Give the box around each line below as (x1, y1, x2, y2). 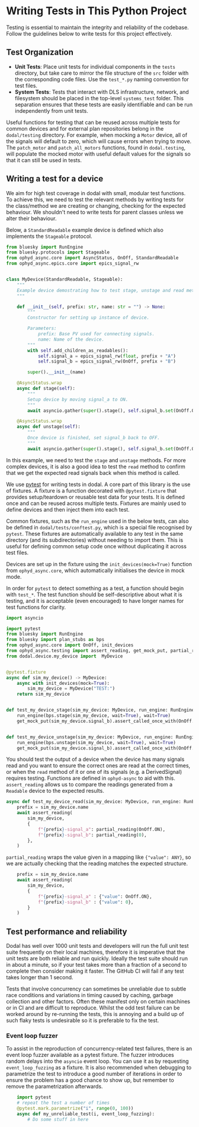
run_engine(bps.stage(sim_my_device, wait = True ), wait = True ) (17, 713, 171, 719)
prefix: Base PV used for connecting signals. (37, 331, 155, 337)
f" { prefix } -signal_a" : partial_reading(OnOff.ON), (37, 826, 166, 832)
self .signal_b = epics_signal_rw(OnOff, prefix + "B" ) (37, 358, 176, 364)
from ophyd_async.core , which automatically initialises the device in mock (6, 567, 185, 574)
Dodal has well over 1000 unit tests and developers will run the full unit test (6, 942, 189, 950)
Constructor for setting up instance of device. (27, 315, 150, 321)
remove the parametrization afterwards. (6, 1083, 103, 1090)
